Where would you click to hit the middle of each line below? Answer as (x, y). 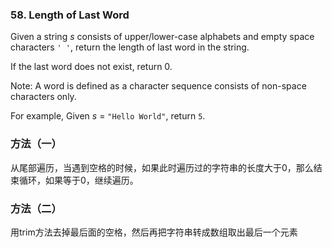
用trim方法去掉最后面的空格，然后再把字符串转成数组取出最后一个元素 (154, 232)
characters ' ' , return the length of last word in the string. (130, 47)
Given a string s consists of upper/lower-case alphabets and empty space (162, 37)
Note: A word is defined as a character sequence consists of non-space (158, 86)
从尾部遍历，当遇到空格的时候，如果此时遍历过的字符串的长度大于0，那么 (162, 167)
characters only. (43, 97)
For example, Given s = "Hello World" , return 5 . (108, 116)
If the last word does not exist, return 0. (91, 67)
